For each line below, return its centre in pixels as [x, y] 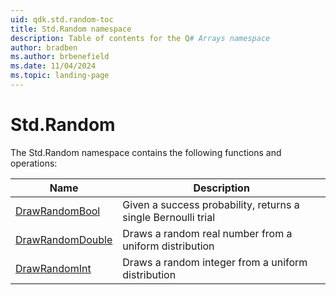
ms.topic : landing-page [60, 76]
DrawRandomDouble [64, 239]
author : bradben [44, 47]
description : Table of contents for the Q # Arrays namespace [140, 38]
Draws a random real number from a [207, 233]
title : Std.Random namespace [71, 29]
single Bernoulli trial [169, 217]
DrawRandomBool [58, 211]
